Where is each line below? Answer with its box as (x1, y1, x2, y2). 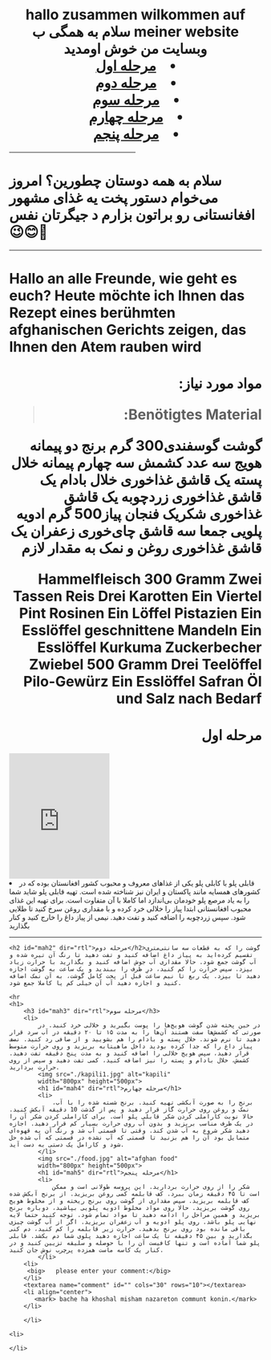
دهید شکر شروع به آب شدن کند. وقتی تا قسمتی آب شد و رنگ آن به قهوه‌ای (9, 1126, 250, 1135)
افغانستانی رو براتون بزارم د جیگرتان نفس (9, 206, 256, 224)
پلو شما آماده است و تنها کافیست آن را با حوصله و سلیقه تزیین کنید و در (9, 1239, 261, 1248)
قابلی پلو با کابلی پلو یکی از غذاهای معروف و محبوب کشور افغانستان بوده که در (19, 878, 255, 888)
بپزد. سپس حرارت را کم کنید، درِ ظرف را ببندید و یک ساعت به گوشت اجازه (9, 965, 253, 973)
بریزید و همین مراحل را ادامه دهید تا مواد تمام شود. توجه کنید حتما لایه (9, 1211, 261, 1220)
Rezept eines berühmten (9, 303, 176, 322)
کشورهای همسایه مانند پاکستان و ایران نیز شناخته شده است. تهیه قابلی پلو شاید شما (9, 887, 261, 897)
